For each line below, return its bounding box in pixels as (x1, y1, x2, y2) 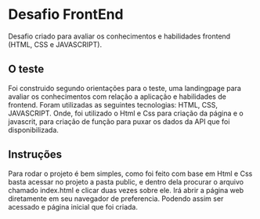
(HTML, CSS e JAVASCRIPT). (8, 39, 103, 49)
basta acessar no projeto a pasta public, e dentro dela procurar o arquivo (8, 177, 244, 186)
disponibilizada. (8, 125, 59, 134)
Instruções (8, 148, 63, 162)
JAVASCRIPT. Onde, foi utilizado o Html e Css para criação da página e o (8, 108, 244, 118)
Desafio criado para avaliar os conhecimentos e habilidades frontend (8, 31, 231, 41)
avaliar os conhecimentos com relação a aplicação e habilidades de (8, 92, 227, 101)
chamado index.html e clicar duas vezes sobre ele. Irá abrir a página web (8, 185, 244, 195)
